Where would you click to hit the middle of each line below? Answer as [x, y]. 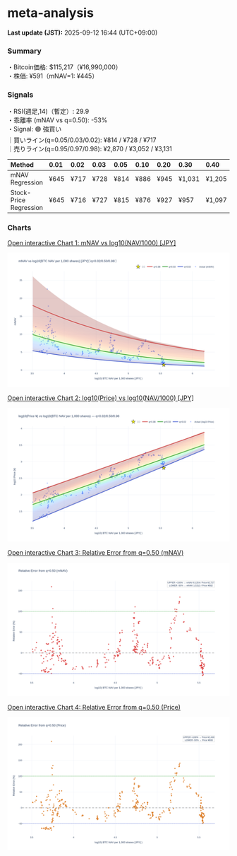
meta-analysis [50, 13]
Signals [20, 95]
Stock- [21, 192]
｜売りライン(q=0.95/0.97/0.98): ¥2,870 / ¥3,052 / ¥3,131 [90, 148]
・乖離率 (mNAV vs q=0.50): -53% [57, 120]
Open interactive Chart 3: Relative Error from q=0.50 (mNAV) [96, 552]
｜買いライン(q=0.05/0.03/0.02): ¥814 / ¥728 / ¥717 [82, 140]
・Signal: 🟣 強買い [35, 129]
